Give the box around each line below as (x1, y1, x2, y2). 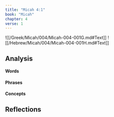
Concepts (5, 91, 26, 97)
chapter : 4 (5, 16, 28, 21)
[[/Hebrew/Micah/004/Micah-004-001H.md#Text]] (5, 40, 109, 46)
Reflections (5, 105, 42, 114)
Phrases (5, 79, 23, 85)
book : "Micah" (5, 12, 35, 17)
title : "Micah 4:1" (5, 7, 46, 12)
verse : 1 (5, 21, 23, 26)
